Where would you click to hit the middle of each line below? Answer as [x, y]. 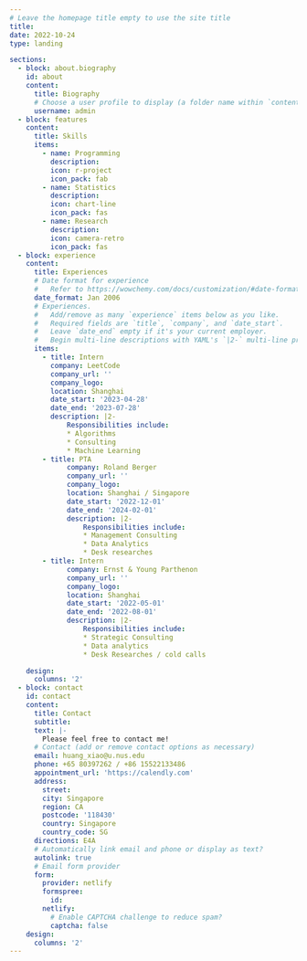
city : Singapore [73, 798]
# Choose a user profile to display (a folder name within [148, 102]
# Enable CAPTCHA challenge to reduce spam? [136, 917]
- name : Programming [81, 153]
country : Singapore [79, 824]
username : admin [64, 111]
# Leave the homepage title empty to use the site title [120, 18]
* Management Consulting [130, 535]
